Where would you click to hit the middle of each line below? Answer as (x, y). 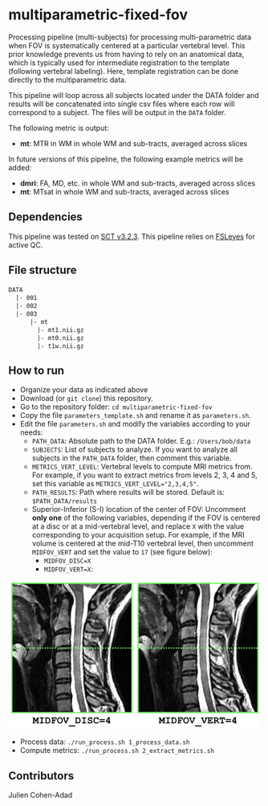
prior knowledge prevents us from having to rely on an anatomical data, (126, 54)
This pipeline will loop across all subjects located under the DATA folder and (134, 95)
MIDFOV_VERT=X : (69, 569)
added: (20, 167)
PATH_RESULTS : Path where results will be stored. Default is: (128, 493)
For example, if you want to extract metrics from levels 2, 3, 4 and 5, (145, 475)
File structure (43, 270)
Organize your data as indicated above (84, 390)
